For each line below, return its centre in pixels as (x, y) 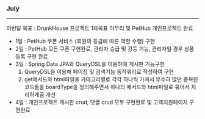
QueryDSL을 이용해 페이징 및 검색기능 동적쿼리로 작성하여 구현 (99, 72)
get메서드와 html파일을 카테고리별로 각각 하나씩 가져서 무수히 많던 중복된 (111, 79)
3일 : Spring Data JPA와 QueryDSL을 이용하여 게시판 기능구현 (90, 64)
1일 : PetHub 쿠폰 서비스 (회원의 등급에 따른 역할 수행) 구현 (85, 41)
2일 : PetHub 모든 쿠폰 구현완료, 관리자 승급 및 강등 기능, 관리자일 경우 (99, 49)
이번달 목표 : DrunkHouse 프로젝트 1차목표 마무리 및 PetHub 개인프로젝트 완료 (100, 28)
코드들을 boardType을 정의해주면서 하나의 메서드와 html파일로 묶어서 (107, 87)
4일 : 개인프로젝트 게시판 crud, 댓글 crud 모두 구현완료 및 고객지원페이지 (101, 103)
